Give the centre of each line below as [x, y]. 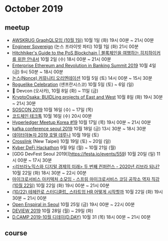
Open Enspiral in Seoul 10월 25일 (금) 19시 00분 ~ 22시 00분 [73, 204]
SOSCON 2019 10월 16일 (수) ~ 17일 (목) [52, 110]
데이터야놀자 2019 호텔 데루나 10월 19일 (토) [55, 135]
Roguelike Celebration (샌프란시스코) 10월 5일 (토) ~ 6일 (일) [73, 84]
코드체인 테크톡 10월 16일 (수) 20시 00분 [52, 116]
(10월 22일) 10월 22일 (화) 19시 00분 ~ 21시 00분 [61, 185]
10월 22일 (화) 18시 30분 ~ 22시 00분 [49, 173]
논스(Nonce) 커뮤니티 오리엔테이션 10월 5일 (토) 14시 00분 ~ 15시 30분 [82, 78]
